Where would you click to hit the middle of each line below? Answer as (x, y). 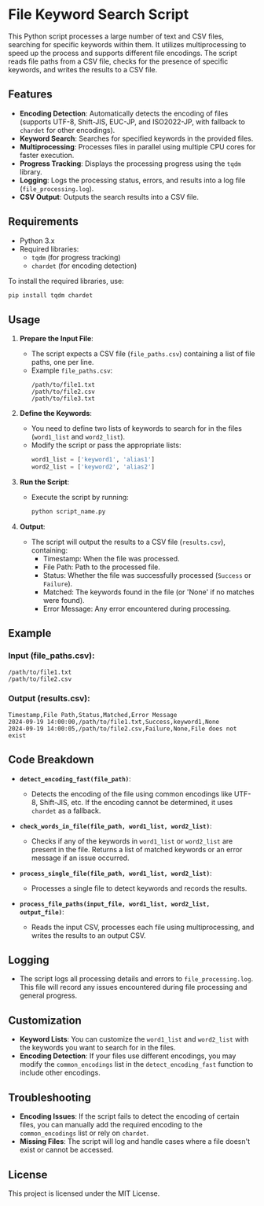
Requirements (43, 222)
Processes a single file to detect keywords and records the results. (139, 888)
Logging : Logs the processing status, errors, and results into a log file (132, 180)
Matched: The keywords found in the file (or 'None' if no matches (148, 592)
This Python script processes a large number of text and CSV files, (116, 36)
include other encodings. (60, 1073)
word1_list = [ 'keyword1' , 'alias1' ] (93, 460)
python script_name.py (68, 512)
